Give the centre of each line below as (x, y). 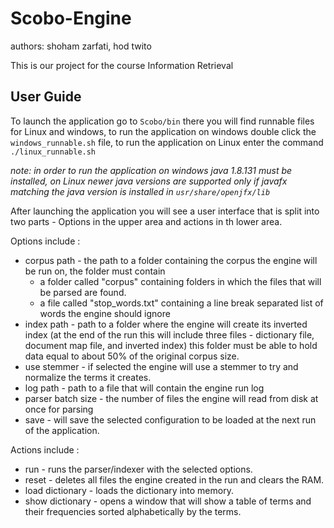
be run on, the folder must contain (95, 271)
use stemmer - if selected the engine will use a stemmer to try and (161, 366)
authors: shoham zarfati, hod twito (81, 46)
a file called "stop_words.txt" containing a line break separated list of (181, 303)
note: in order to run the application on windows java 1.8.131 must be (151, 170)
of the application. (62, 430)
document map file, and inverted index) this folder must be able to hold (171, 345)
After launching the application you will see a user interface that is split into (165, 211)
